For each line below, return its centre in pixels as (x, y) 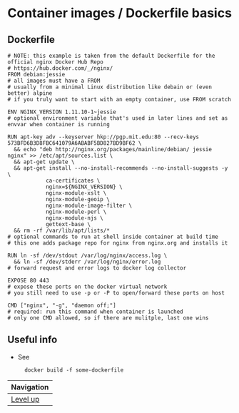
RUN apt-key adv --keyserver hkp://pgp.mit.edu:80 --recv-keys (103, 137)
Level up (25, 399)
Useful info (32, 340)
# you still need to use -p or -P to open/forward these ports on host (116, 293)
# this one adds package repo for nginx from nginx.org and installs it (118, 243)
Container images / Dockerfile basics (119, 13)
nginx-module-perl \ (76, 212)
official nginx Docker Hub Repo (55, 62)
